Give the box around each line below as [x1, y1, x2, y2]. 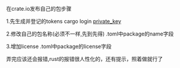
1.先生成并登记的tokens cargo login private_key [6, 18, 122, 25]
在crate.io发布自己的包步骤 [6, 5, 72, 12]
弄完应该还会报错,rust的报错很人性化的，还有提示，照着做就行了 [6, 56, 163, 62]
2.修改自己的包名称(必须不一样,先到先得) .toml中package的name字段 [6, 30, 174, 37]
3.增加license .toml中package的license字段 [6, 43, 112, 50]
